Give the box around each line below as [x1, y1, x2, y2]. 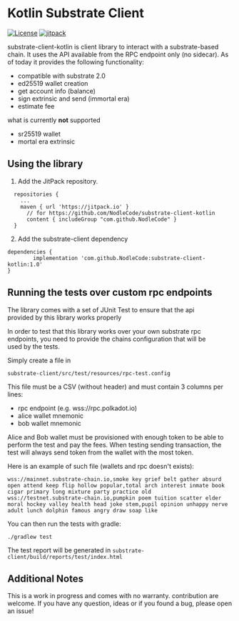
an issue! [7, 607, 34, 615]
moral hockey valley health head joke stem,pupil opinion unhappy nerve [7, 500, 228, 508]
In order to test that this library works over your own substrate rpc [7, 327, 201, 335]
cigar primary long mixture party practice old [7, 488, 152, 495]
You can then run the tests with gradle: [7, 520, 121, 528]
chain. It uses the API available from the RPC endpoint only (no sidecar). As [7, 50, 229, 59]
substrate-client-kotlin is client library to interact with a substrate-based [7, 42, 219, 51]
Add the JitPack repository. [17, 177, 98, 185]
